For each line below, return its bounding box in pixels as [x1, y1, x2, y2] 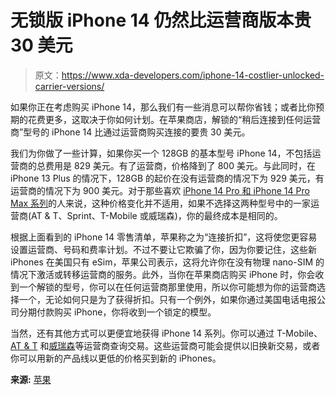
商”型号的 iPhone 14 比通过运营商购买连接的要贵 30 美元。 [10, 126, 251, 138]
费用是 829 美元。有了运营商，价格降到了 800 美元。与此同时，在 [44, 159, 316, 171]
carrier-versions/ [34, 80, 105, 92]
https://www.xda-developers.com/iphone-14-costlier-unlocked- [61, 69, 325, 81]
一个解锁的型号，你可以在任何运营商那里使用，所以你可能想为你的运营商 [18, 281, 317, 293]
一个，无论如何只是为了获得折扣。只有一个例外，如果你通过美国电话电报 [18, 293, 317, 305]
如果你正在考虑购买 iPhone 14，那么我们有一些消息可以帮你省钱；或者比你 [10, 101, 317, 113]
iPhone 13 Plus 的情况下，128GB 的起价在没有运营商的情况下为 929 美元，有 [10, 172, 325, 184]
